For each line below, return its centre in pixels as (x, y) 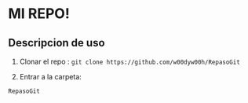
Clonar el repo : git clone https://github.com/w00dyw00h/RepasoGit (130, 61)
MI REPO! (39, 14)
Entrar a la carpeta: (51, 77)
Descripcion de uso (57, 43)
